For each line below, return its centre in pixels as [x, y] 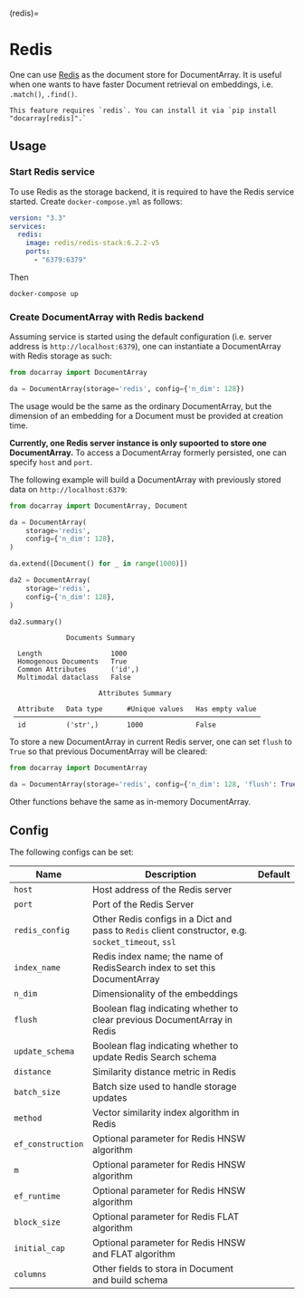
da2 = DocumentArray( [50, 580]
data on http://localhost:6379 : [68, 489]
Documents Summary [101, 638]
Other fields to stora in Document [162, 1268]
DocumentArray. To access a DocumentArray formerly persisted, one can [148, 453]
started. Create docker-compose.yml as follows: [96, 201]
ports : [38, 252]
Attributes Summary [135, 693]
